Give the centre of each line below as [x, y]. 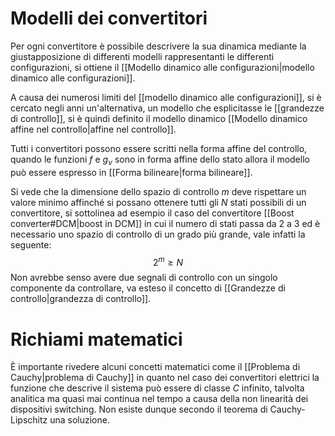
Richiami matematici [96, 339]
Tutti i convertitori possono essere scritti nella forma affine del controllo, [159, 148]
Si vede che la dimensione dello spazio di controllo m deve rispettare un [158, 191]
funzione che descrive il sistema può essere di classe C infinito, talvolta [157, 388]
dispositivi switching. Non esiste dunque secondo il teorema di [139, 409]
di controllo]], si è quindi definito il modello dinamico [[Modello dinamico [159, 118]
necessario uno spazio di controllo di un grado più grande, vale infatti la [158, 234]
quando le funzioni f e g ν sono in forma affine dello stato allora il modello [160, 160]
